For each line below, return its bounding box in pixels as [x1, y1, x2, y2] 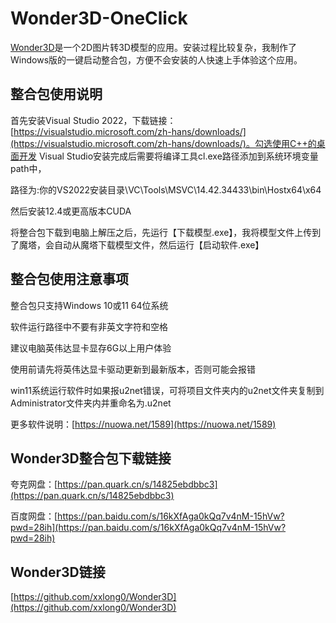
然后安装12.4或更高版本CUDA [10, 205, 132, 217]
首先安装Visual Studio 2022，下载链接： [10, 114, 177, 126]
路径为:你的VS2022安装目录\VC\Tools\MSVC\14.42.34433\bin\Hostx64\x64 [10, 183, 322, 196]
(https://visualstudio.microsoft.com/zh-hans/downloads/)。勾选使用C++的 [10, 137, 317, 149]
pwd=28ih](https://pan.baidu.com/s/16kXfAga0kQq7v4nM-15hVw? [10, 522, 287, 534]
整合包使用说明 [10, 86, 103, 103]
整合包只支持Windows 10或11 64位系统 [10, 299, 169, 311]
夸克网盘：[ [10, 478, 58, 491]
